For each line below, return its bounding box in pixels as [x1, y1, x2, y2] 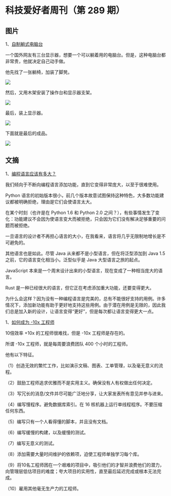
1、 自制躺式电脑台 [5, 41, 43, 47]
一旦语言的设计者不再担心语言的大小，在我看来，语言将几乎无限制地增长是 [5, 233, 161, 239]
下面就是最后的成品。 [5, 130, 50, 136]
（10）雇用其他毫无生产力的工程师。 [5, 485, 81, 491]
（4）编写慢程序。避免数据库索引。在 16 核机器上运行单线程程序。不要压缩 [5, 401, 163, 407]
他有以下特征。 [5, 351, 37, 357]
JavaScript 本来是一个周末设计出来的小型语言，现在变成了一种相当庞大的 [5, 267, 159, 273]
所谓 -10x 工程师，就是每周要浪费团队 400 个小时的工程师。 [5, 341, 131, 347]
